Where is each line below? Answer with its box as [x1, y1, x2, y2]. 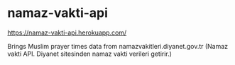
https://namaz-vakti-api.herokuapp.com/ [7, 28, 127, 37]
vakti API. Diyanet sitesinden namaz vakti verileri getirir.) [7, 49, 173, 58]
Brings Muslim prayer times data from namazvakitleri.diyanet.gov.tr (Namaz [7, 42, 229, 50]
